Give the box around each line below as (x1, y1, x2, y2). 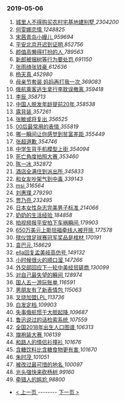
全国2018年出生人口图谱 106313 (15, 324, 94, 331)
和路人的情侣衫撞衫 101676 (15, 339, 82, 346)
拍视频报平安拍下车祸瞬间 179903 (15, 219, 99, 226)
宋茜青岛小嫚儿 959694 (15, 33, 74, 41)
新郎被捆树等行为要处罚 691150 (15, 56, 92, 63)
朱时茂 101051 (15, 354, 50, 361)
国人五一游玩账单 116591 (15, 279, 75, 286)
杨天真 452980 (15, 71, 53, 78)
